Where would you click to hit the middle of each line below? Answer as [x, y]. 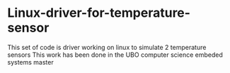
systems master [31, 62]
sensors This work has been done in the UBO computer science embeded [115, 55]
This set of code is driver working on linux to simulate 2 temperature [107, 47]
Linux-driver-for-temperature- [99, 13]
